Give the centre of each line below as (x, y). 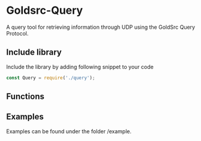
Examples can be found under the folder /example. (69, 131)
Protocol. (17, 33)
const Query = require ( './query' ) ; (51, 78)
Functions (25, 97)
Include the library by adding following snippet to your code (80, 67)
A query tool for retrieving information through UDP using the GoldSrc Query (101, 27)
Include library (34, 52)
